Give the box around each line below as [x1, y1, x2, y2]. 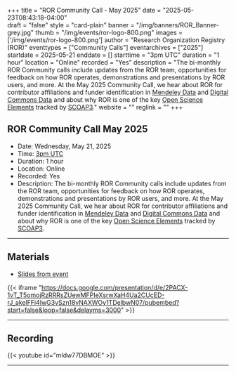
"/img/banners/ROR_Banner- [136, 21, 219, 29]
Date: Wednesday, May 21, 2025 [17, 142, 111, 150]
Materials [7, 251, 50, 263]
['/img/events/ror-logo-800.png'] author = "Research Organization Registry [7, 36, 225, 44]
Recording [7, 333, 54, 345]
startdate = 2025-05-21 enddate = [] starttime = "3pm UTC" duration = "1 [7, 51, 220, 59]
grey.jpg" [7, 28, 34, 37]
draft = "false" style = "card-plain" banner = [7, 21, 135, 29]
